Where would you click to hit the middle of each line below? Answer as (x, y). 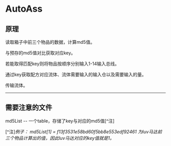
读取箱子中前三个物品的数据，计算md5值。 (50, 42)
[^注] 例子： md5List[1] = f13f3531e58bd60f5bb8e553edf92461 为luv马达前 (84, 132)
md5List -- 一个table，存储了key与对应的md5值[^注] (60, 121)
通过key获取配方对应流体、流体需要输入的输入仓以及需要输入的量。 (76, 75)
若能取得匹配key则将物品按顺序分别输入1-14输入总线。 (62, 64)
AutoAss (24, 9)
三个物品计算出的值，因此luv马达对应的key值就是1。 (60, 138)
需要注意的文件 (29, 108)
